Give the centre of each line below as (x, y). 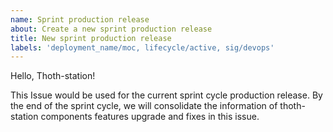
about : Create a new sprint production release (111, 29)
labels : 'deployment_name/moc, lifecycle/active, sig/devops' (142, 47)
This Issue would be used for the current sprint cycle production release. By (166, 95)
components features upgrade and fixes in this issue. (150, 117)
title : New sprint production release (91, 38)
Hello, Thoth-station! (53, 76)
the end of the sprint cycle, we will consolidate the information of (144, 106)
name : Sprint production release (80, 19)
